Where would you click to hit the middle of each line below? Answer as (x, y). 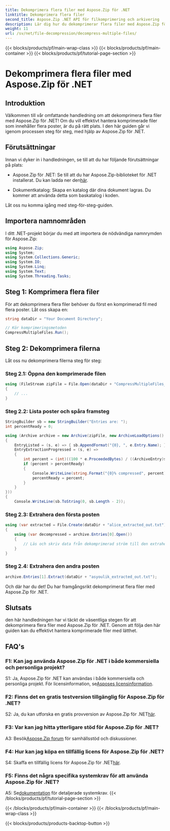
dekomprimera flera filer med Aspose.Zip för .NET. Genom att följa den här (83, 625)
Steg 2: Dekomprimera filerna (53, 348)
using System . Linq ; (26, 267)
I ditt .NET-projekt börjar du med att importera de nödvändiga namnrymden (83, 233)
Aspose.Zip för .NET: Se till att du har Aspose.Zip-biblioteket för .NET (84, 175)
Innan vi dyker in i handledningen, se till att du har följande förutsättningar (82, 160)
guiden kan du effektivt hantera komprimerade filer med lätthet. (71, 630)
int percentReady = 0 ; (29, 426)
